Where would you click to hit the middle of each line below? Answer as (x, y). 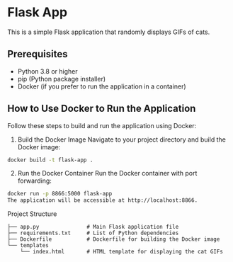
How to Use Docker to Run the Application (102, 109)
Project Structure (32, 214)
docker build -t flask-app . (50, 160)
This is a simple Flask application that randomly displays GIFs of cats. (109, 32)
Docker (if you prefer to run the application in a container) (102, 86)
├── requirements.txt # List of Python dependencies (93, 233)
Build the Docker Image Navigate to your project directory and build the (122, 139)
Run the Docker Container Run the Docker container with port (107, 173)
